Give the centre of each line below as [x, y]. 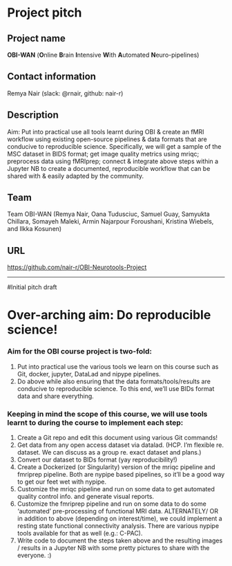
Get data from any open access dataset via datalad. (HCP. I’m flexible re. [120, 445]
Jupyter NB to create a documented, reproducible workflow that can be [109, 168]
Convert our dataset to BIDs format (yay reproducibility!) [97, 460]
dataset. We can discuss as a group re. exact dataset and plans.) [109, 453]
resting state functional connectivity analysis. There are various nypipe [118, 526]
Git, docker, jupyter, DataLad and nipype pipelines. [89, 374]
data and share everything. [56, 396]
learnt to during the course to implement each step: [95, 422]
